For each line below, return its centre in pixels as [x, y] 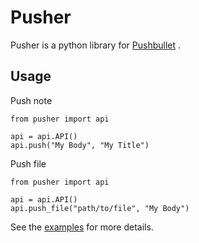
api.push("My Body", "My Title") [80, 145]
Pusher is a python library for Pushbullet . [96, 45]
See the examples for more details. [82, 227]
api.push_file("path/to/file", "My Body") [100, 208]
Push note [31, 100]
